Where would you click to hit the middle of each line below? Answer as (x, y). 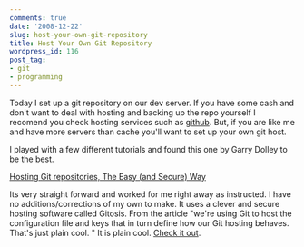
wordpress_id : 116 (44, 52)
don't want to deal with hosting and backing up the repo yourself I (132, 112)
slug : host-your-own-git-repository (78, 35)
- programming (36, 77)
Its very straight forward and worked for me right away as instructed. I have (151, 194)
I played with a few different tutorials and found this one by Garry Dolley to (148, 149)
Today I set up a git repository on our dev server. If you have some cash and (152, 103)
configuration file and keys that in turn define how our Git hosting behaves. (149, 222)
